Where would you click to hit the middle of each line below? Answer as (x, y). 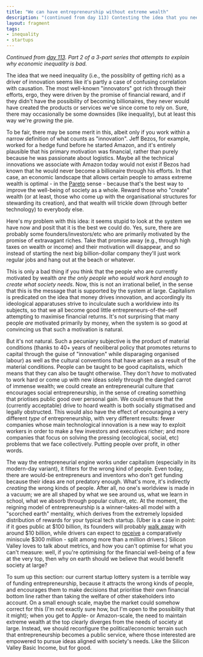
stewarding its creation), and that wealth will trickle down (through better (97, 203)
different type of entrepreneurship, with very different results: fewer (91, 418)
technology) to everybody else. (45, 209)
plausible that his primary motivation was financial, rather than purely (92, 151)
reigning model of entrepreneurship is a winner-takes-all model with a (93, 507)
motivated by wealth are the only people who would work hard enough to (98, 278)
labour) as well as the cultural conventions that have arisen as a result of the (101, 360)
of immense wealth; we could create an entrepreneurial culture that (90, 386)
